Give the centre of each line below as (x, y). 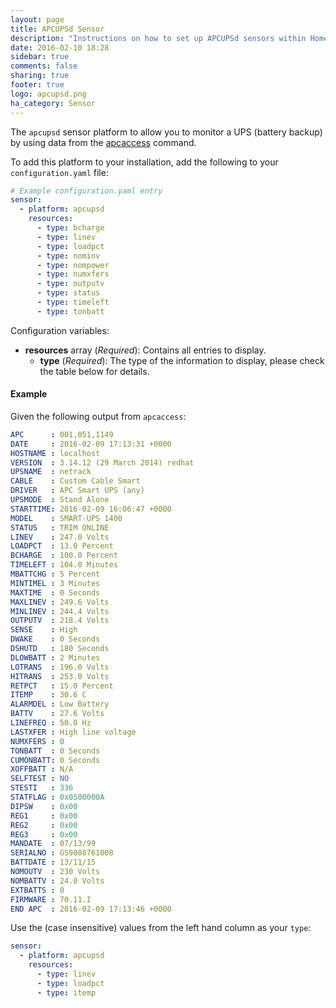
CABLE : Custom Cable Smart (75, 481)
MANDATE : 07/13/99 (53, 844)
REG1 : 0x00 (44, 816)
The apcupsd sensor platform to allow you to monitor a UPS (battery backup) (166, 132)
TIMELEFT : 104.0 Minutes (64, 565)
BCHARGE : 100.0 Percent (64, 556)
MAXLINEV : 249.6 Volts (60, 602)
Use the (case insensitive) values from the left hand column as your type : (161, 928)
